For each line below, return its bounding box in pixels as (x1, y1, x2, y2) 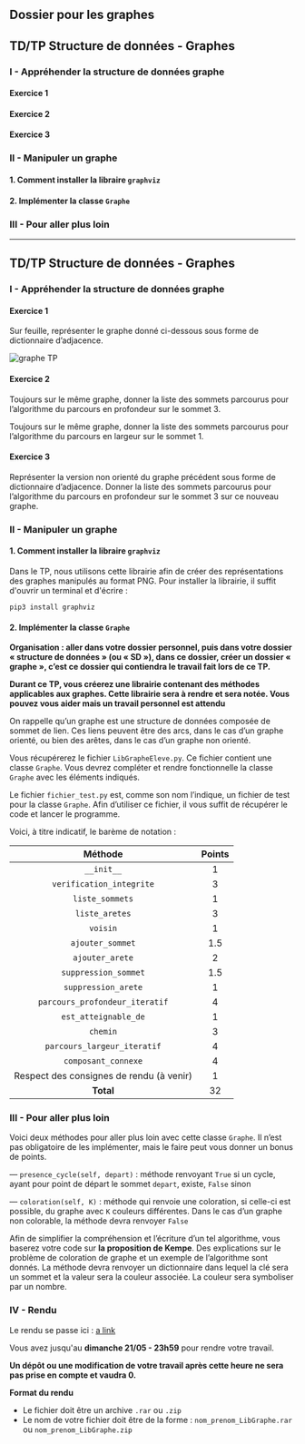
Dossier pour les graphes (9, 7, 155, 23)
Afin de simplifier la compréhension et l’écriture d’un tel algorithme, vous (9, 1233, 280, 1244)
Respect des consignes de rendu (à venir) (14, 1070, 192, 1083)
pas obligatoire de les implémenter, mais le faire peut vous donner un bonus (9, 1142, 293, 1153)
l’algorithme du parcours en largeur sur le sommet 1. (9, 430, 204, 441)
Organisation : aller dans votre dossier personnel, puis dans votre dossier (9, 642, 292, 653)
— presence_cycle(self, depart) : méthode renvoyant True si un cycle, (9, 1169, 276, 1180)
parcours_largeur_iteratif (44, 1041, 162, 1052)
